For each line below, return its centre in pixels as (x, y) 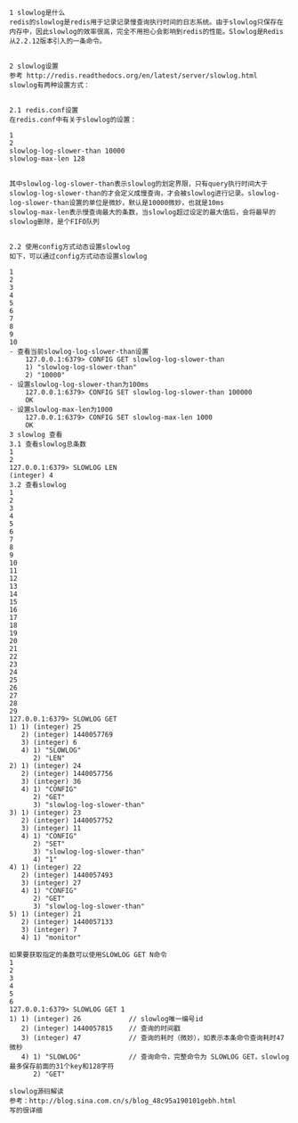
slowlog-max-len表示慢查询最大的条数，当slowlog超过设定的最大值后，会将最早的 (142, 212)
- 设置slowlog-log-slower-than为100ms (79, 384)
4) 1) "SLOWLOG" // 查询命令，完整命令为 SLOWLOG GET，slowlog (155, 1057)
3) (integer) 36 (51, 781)
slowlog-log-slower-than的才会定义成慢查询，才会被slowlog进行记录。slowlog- (145, 194)
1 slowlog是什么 (37, 12)
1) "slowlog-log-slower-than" (81, 367)
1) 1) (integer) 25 (45, 727)
